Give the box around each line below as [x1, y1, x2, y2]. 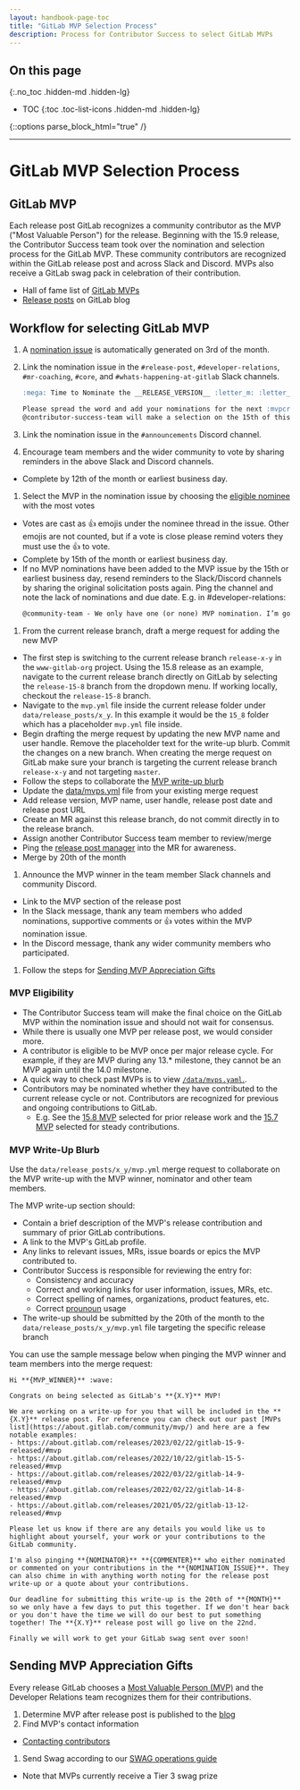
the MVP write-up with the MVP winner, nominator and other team [9, 1174, 253, 1184]
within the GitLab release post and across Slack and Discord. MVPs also [9, 259, 274, 269]
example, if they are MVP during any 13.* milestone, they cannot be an [21, 1055, 281, 1065]
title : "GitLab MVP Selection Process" [9, 21, 158, 30]
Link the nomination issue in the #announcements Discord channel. [21, 428, 262, 439]
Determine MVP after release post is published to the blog [21, 1709, 236, 1719]
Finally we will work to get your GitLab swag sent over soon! [9, 1634, 250, 1643]
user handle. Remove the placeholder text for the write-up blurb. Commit [21, 737, 290, 748]
